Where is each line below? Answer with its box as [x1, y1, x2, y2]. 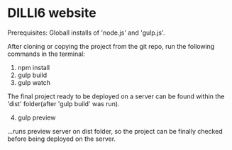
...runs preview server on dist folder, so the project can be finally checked [7, 127, 223, 135]
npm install [17, 63, 50, 71]
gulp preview [17, 113, 56, 122]
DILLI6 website [7, 5, 97, 21]
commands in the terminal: [7, 50, 85, 58]
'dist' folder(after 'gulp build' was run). [7, 99, 120, 108]
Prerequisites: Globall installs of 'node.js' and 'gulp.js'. [7, 28, 165, 37]
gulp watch [17, 78, 51, 86]
